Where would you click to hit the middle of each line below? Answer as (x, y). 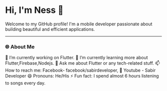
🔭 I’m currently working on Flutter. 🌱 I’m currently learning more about (77, 58)
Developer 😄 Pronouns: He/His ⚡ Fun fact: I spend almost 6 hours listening (82, 76)
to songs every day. (25, 83)
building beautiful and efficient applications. (50, 29)
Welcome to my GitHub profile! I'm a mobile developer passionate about (79, 24)
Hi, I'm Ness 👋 (34, 10)
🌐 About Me (20, 47)
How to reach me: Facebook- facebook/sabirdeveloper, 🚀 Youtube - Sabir (80, 70)
